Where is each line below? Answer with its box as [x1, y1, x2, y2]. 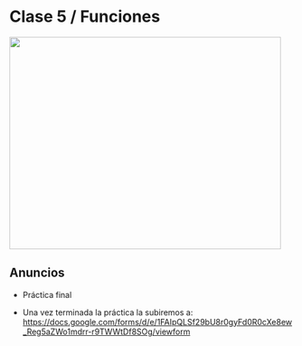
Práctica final [22, 289, 72, 300]
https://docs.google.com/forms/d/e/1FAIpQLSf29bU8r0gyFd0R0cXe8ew [22, 316, 292, 327]
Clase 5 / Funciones [9, 6, 161, 27]
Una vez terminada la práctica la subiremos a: [22, 306, 193, 318]
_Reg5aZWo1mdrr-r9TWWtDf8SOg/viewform [22, 326, 191, 337]
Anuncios [9, 265, 65, 281]
